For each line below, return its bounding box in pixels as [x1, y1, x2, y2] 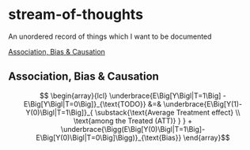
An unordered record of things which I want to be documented [8, 32, 212, 41]
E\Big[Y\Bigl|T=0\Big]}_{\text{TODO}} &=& [23, 99, 162, 108]
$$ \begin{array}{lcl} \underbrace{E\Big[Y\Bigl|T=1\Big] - [39, 91, 227, 100]
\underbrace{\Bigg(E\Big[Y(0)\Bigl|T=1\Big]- [60, 124, 206, 133]
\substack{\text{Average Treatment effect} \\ [94, 107, 241, 117]
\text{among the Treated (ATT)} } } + [73, 116, 193, 126]
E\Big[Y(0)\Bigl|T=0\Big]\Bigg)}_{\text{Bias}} [36, 133, 182, 142]
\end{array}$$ [183, 133, 230, 142]
